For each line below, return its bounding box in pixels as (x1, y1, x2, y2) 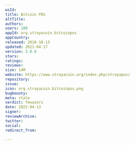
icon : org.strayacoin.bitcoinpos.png (5, 86, 84, 91)
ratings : (5, 58, 23, 63)
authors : (5, 21, 23, 26)
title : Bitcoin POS (5, 12, 46, 17)
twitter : (5, 118, 23, 124)
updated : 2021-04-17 (5, 44, 48, 49)
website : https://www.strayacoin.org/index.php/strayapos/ (5, 72, 131, 77)
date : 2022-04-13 (5, 105, 41, 110)
